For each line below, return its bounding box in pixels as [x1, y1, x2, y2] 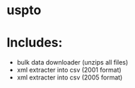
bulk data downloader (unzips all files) [16, 58, 129, 67]
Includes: [6, 35, 63, 51]
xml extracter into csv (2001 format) [16, 66, 122, 75]
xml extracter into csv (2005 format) [16, 73, 123, 82]
